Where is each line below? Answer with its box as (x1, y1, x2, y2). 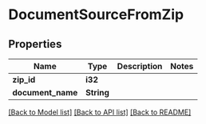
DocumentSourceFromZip (8, 6, 184, 24)
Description (117, 61, 163, 72)
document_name (12, 87, 78, 98)
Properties (8, 37, 62, 51)
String (85, 87, 110, 98)
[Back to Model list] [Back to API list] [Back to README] (8, 107, 192, 117)
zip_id (12, 74, 36, 85)
